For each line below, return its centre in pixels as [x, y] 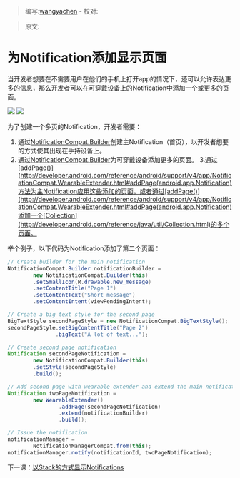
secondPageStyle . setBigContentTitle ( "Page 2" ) [78, 327]
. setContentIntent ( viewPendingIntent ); [92, 302]
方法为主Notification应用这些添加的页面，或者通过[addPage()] [109, 191]
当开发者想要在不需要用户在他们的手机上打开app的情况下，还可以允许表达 [116, 78]
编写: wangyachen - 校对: [61, 11]
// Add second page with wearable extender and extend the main [105, 387]
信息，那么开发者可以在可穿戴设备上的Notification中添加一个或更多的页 [125, 88]
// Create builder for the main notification [76, 262]
